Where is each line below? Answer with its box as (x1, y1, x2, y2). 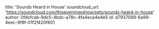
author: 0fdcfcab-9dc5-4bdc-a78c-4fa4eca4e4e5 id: (5, 14, 114, 20)
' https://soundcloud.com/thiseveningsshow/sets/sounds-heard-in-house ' (5, 9, 155, 15)
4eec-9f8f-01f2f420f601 (5, 19, 55, 25)
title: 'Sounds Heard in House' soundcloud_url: (5, 4, 99, 10)
